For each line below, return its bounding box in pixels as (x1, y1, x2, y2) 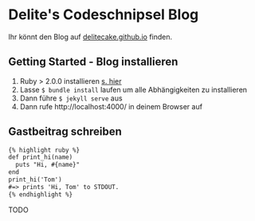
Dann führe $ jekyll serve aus (19, 93, 123, 103)
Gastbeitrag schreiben (8, 125, 122, 139)
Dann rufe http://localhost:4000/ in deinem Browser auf (19, 101, 203, 111)
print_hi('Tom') (8, 176, 62, 184)
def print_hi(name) (8, 153, 73, 161)
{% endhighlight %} (8, 190, 73, 199)
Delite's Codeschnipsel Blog (8, 6, 199, 24)
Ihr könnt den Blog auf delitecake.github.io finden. (8, 32, 173, 41)
